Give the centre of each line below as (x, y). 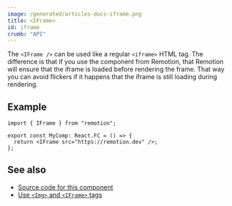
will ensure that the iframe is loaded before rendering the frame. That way (116, 69)
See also (27, 170)
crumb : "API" (27, 34)
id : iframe (24, 27)
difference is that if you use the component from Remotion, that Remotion (115, 62)
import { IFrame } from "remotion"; (62, 123)
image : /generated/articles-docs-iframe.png (75, 14)
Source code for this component (65, 187)
